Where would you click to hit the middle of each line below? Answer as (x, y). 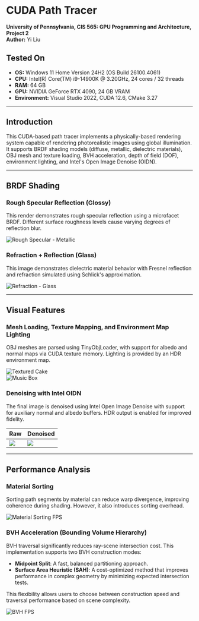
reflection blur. (24, 228)
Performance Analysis (48, 469)
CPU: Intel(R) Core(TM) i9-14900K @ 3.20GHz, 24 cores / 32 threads (99, 78)
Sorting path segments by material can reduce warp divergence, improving (98, 499)
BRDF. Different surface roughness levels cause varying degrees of (88, 222)
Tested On (26, 58)
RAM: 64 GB (30, 85)
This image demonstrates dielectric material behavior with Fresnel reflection (99, 268)
